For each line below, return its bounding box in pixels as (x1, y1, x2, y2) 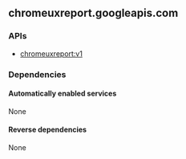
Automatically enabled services (8, 88, 117, 99)
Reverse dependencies (8, 124, 87, 135)
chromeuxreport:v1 (19, 48, 83, 59)
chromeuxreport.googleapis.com (8, 6, 179, 20)
